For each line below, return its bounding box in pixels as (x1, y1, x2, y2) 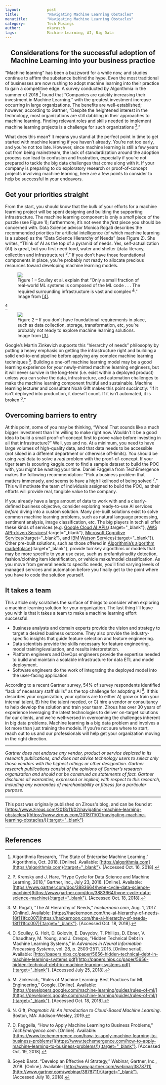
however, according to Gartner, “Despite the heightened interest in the (5, 107, 148, 113)
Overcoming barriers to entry (5, 411, 97, 420)
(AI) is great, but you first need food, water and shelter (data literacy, (5, 245, 145, 251)
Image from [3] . (17, 333, 49, 339)
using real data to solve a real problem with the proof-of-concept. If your (5, 456, 153, 462)
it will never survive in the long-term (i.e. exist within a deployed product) (5, 369, 154, 375)
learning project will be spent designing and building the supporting (5, 209, 143, 215)
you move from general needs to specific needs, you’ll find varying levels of (5, 562, 160, 568)
